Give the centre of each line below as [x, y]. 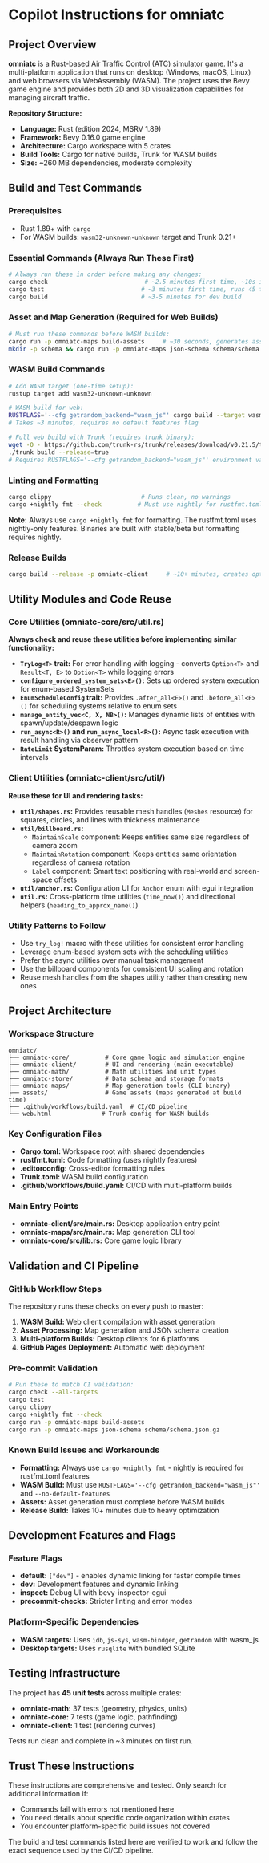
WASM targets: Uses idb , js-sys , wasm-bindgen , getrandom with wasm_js [139, 1639]
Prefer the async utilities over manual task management [112, 960]
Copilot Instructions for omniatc [117, 15]
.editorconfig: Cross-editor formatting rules [92, 1168]
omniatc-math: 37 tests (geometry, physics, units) [103, 1708]
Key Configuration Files [55, 1134]
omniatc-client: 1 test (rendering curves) [88, 1725]
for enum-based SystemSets [67, 689]
